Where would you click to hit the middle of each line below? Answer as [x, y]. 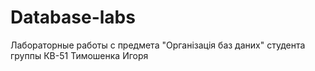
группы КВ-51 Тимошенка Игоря [79, 55]
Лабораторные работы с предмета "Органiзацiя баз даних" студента [158, 45]
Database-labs [73, 17]
